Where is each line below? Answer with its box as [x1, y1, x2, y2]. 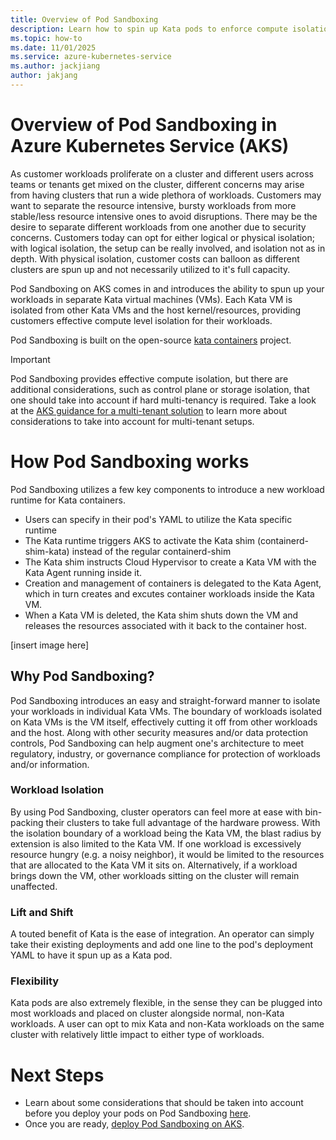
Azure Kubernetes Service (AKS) [10, 135, 290, 158]
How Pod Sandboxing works [10, 451, 250, 473]
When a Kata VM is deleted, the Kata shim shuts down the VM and [24, 609, 299, 621]
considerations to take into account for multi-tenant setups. [10, 415, 255, 427]
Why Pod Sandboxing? [10, 668, 155, 685]
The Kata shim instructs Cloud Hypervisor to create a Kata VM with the [24, 556, 317, 568]
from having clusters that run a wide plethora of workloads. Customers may [10, 189, 322, 201]
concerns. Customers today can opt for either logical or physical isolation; [10, 231, 316, 243]
